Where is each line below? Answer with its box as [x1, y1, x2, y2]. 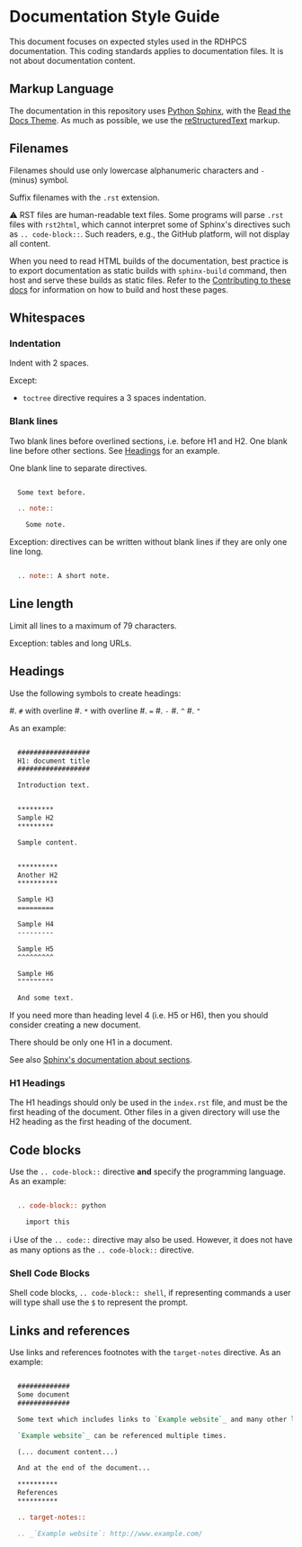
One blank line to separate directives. [9, 462, 147, 474]
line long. [9, 547, 43, 557]
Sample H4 [17, 920, 54, 929]
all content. [9, 238, 51, 249]
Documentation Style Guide [9, 6, 220, 27]
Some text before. [17, 488, 87, 497]
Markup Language [9, 81, 114, 96]
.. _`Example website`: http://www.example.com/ [17, 1529, 203, 1538]
